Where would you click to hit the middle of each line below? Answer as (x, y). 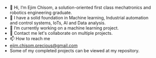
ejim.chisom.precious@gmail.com (44, 45)
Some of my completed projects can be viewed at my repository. (75, 51)
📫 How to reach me (30, 38)
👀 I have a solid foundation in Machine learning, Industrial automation (79, 18)
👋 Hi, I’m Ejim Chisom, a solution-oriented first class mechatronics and (80, 7)
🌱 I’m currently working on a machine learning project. (64, 28)
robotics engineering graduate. (41, 13)
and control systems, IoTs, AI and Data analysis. (58, 23)
